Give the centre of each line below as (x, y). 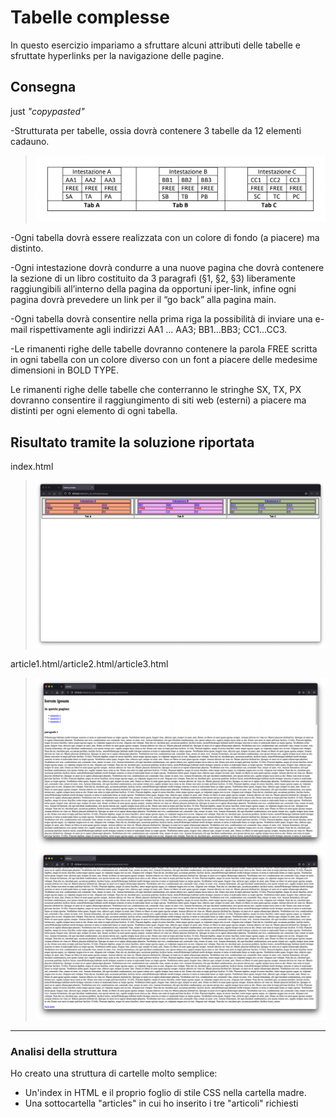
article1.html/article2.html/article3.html (89, 663)
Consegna (43, 87)
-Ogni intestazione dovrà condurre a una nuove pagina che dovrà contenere (167, 268)
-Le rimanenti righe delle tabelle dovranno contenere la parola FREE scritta (164, 349)
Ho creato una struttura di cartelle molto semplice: (114, 1073)
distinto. (27, 248)
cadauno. (30, 141)
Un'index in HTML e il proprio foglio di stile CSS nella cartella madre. (165, 1093)
